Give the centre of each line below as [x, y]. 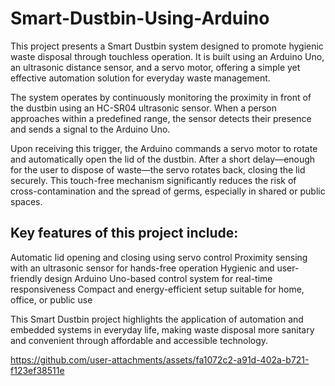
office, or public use [51, 299]
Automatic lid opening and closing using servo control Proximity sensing [159, 257]
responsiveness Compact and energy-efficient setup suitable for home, [157, 289]
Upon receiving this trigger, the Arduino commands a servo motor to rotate [164, 148]
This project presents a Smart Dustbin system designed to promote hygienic [167, 46]
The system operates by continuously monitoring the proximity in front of [161, 97]
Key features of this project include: [124, 233]
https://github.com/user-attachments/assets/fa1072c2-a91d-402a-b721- [160, 359]
